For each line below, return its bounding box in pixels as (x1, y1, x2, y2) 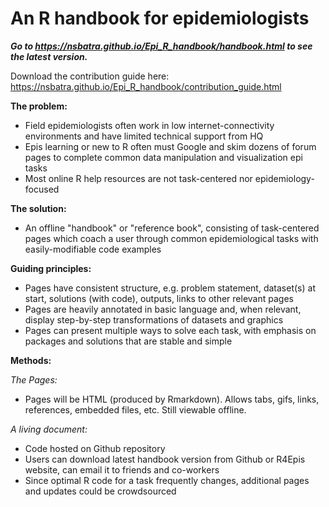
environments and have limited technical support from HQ (24, 130, 264, 142)
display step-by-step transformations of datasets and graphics (24, 313, 284, 326)
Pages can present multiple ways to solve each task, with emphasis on (24, 324, 317, 336)
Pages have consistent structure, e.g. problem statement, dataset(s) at (24, 282, 316, 294)
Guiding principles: (10, 262, 92, 274)
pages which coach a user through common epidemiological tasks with (24, 232, 319, 244)
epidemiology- (254, 172, 315, 184)
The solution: (10, 202, 67, 214)
